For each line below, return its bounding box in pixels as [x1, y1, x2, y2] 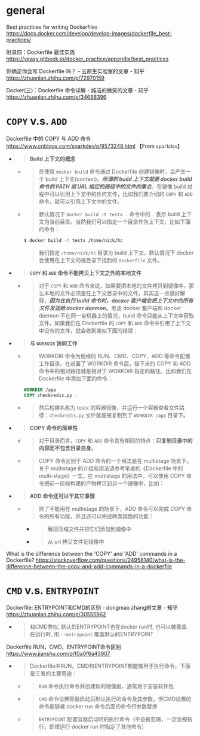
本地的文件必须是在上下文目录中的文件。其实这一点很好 [44, 289, 180, 296]
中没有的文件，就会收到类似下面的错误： [38, 327, 139, 334]
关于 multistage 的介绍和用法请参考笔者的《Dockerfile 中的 [38, 465, 183, 472]
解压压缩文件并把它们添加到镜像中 [47, 525, 132, 532]
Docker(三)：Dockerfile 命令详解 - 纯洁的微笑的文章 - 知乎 [6, 86, 149, 93]
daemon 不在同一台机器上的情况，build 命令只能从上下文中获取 [38, 312, 194, 319]
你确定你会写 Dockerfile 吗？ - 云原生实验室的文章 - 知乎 [6, 67, 145, 75]
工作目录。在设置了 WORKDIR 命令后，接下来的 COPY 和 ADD [38, 360, 191, 367]
